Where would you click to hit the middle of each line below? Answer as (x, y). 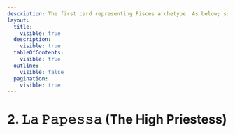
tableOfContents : (39, 53)
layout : (19, 20)
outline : (26, 66)
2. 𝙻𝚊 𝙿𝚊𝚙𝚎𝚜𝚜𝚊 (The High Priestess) (117, 120)
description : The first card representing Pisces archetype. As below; (114, 14)
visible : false (42, 72)
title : (23, 27)
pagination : (31, 79)
